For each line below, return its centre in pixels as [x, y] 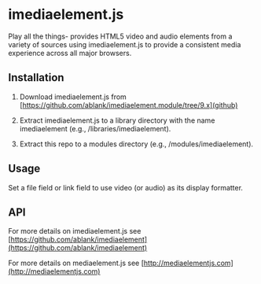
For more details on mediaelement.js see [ [76, 263]
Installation [36, 77]
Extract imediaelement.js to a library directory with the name [117, 120]
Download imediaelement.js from [73, 97]
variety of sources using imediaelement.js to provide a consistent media [125, 44]
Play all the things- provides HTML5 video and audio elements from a [120, 36]
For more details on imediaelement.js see [75, 231]
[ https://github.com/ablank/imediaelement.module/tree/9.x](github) [129, 105]
